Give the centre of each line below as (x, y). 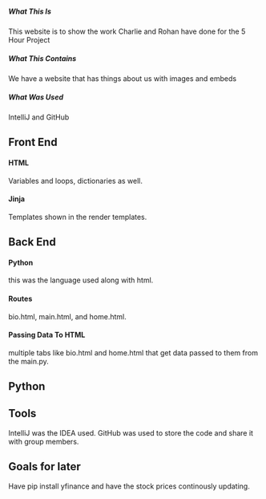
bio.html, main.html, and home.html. (67, 316)
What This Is (30, 11)
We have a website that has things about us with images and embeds (123, 78)
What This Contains (42, 58)
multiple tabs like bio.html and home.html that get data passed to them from (133, 352)
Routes (20, 298)
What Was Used (36, 97)
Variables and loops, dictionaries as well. (75, 181)
